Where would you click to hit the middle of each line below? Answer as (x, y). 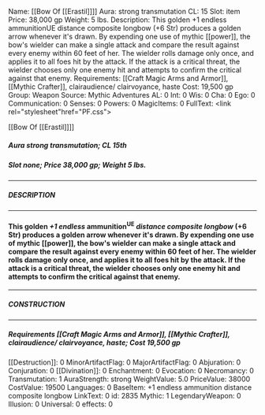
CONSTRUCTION (37, 304)
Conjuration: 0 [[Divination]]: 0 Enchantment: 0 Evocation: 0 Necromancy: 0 (131, 371)
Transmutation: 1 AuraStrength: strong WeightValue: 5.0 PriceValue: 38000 (129, 379)
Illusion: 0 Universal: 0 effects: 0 (60, 404)
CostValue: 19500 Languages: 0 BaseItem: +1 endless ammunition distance (130, 387)
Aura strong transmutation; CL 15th (68, 145)
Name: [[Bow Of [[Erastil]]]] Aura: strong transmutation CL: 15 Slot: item (124, 11)
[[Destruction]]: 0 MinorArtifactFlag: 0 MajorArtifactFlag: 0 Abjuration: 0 (125, 362)
